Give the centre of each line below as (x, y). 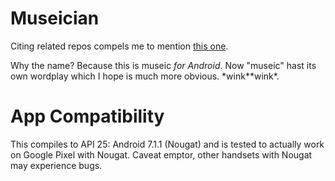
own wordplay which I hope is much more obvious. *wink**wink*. (145, 76)
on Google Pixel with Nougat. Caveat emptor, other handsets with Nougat (161, 154)
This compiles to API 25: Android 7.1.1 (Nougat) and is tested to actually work (167, 144)
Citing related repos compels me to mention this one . (119, 46)
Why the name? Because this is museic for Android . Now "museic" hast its (163, 65)
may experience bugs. (56, 165)
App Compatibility (87, 116)
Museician (55, 18)
